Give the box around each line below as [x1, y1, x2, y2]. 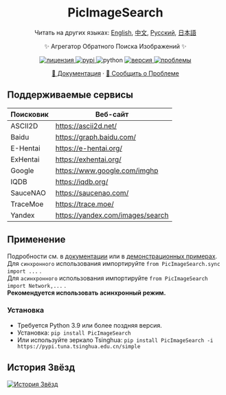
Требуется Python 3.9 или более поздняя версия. [16, 321, 163, 329]
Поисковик [10, 109, 49, 119]
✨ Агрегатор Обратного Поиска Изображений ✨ [44, 42, 187, 50]
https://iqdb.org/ [55, 177, 109, 186]
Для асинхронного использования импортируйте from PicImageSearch [7, 273, 208, 282]
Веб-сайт [95, 109, 129, 119]
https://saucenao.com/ [55, 188, 129, 197]
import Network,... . [7, 281, 67, 289]
